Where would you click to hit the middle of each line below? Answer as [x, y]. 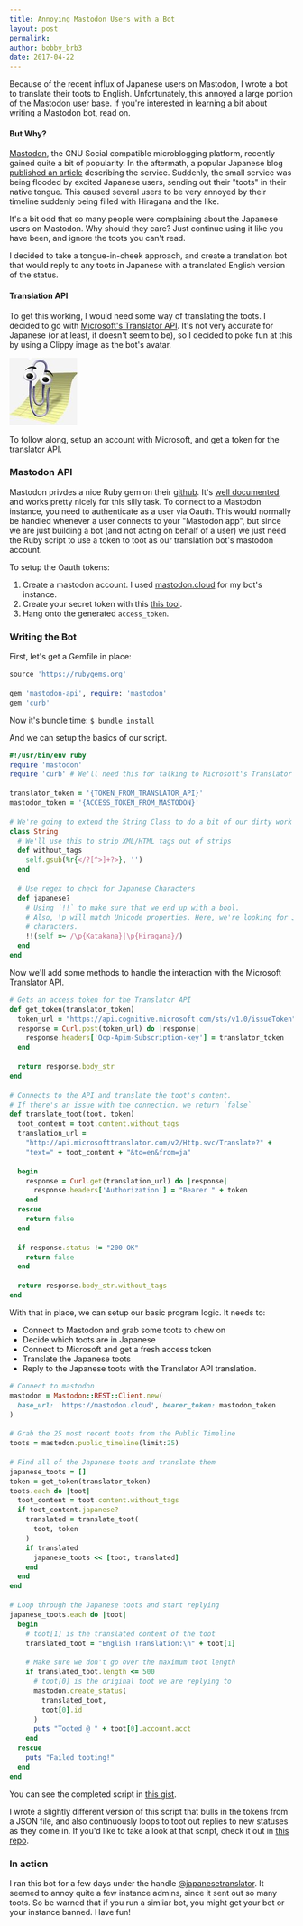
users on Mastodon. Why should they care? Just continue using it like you [147, 229]
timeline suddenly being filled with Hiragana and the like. [115, 201]
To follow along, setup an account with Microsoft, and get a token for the [144, 439]
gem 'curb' [30, 703]
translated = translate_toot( [83, 1519]
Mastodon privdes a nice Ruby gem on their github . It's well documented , [146, 491]
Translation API [39, 295]
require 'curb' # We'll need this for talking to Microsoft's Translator [151, 774]
